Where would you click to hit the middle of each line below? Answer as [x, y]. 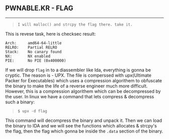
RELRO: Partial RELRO [31, 47]
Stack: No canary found [33, 52]
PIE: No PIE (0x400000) [36, 60]
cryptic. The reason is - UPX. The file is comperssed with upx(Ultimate [78, 75]
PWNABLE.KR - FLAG [39, 8]
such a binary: [20, 102]
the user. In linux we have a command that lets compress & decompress [80, 96]
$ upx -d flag [32, 111]
